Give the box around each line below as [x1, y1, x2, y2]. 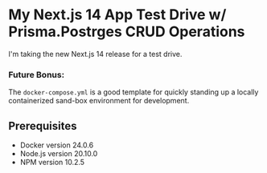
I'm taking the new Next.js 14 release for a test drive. [8, 49, 183, 58]
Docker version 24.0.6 [19, 140, 94, 150]
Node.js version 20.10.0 [19, 149, 98, 159]
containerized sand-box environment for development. [8, 96, 190, 106]
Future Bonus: [8, 69, 65, 80]
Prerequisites [8, 119, 77, 133]
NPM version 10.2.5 [19, 158, 85, 167]
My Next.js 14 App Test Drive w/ [8, 6, 227, 24]
